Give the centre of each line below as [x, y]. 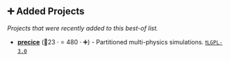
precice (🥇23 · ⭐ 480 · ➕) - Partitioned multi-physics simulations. [110, 42]
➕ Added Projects [46, 11]
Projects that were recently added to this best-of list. [83, 28]
